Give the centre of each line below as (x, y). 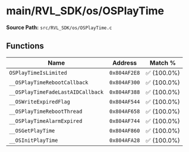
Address (125, 62)
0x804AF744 (125, 121)
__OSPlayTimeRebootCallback (49, 82)
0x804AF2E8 (125, 73)
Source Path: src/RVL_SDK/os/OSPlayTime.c (59, 27)
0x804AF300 (125, 82)
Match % (163, 62)
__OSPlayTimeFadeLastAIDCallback (56, 92)
